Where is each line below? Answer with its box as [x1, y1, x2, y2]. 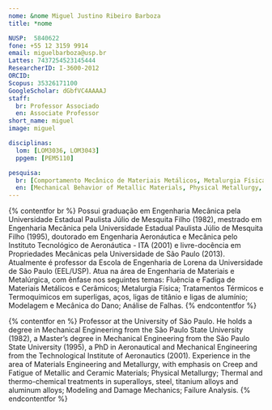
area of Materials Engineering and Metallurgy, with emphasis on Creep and [8, 360, 258, 369]
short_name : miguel [8, 117, 74, 126]
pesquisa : [8, 169, 42, 177]
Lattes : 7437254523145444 [8, 57, 96, 65]
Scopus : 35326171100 [8, 79, 79, 88]
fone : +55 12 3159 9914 [8, 41, 89, 49]
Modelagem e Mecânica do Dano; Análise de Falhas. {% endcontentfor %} [8, 301, 257, 310]
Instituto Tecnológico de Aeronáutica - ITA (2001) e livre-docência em [8, 241, 241, 250]
